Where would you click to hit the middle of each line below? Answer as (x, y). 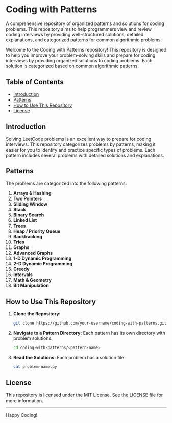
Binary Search (29, 215)
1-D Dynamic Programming (42, 258)
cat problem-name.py (35, 367)
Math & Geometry (32, 280)
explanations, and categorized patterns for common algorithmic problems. (84, 40)
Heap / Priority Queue (37, 231)
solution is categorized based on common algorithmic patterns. (72, 66)
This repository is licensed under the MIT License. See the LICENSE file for (84, 395)
